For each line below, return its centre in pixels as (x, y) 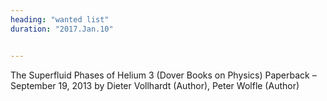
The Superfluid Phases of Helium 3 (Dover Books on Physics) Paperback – (163, 75)
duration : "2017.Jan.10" (62, 29)
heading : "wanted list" (60, 19)
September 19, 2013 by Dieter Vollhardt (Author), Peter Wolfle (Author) (155, 85)
